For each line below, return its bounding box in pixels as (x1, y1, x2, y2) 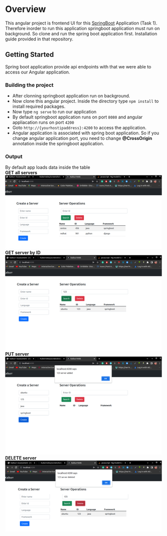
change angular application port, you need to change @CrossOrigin (12, 135, 153, 141)
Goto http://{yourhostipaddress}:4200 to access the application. (12, 125, 147, 131)
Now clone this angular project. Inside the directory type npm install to (12, 98, 159, 104)
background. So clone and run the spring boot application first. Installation (5, 30, 158, 36)
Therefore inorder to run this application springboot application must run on (5, 25, 160, 31)
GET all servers (5, 170, 37, 176)
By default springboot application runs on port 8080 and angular (12, 114, 143, 120)
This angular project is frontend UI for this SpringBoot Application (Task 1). (5, 20, 158, 26)
